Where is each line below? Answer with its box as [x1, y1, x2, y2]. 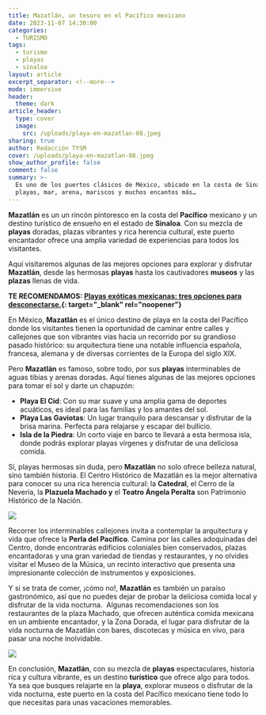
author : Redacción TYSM [8, 144, 87, 152]
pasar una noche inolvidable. [8, 633, 103, 643]
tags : [8, 41, 26, 49]
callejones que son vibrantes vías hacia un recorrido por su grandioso [8, 332, 236, 341]
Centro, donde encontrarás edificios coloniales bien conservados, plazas [8, 542, 247, 552]
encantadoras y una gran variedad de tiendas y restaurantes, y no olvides [8, 551, 249, 561]
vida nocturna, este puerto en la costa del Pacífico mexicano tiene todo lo [8, 689, 249, 698]
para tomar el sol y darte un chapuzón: [8, 381, 135, 390]
